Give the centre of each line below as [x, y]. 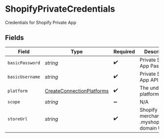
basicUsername [24, 77]
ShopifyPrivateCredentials [60, 9]
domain [148, 128]
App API [149, 80]
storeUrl [18, 119]
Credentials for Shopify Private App [41, 22]
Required [124, 51]
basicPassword [24, 63]
